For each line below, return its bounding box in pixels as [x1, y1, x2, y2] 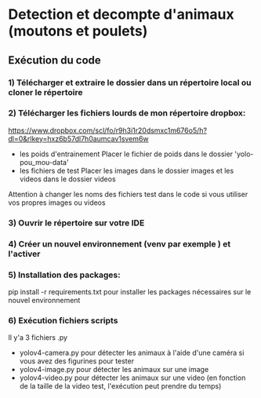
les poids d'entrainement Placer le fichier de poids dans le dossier [19, 149, 234, 159]
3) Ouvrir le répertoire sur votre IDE [8, 217, 145, 228]
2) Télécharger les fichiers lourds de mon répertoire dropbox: [8, 108, 246, 119]
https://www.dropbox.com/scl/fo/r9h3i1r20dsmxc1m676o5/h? [8, 126, 208, 135]
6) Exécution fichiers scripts [8, 315, 118, 326]
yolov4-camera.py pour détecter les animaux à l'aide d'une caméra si [19, 348, 245, 358]
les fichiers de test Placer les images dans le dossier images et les [19, 166, 234, 175]
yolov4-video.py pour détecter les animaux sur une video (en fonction [19, 373, 246, 382]
